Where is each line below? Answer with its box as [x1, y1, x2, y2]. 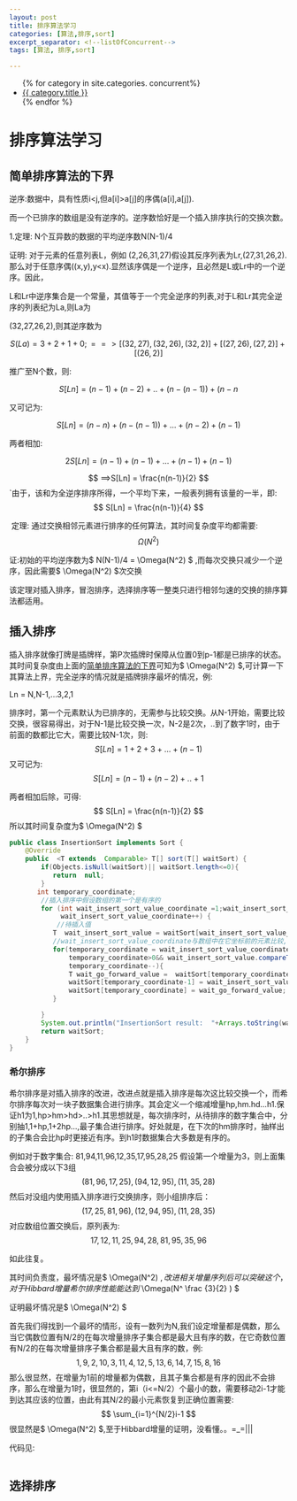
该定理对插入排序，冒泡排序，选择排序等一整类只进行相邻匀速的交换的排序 [9, 584, 280, 595]
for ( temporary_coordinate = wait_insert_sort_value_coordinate [52, 944, 291, 954]
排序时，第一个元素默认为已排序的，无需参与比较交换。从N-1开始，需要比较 [9, 707, 286, 718]
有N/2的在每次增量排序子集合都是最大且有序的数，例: [9, 1343, 203, 1353]
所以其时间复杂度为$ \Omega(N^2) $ [9, 820, 143, 831]
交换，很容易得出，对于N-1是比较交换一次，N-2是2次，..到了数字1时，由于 [9, 718, 281, 728]
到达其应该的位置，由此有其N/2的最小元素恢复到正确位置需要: [9, 1394, 234, 1405]
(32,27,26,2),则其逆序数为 [9, 320, 103, 332]
